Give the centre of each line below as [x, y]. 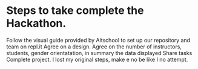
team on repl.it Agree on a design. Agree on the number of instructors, [94, 47]
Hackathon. [36, 23]
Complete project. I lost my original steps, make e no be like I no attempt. [97, 59]
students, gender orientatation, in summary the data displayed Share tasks [99, 53]
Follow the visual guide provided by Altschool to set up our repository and [98, 40]
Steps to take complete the [75, 11]
